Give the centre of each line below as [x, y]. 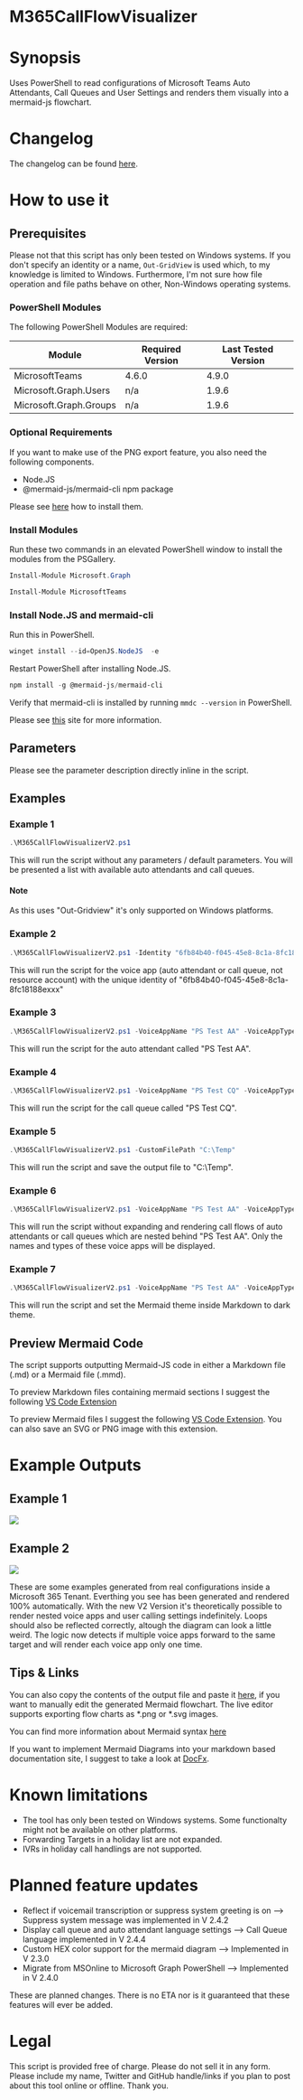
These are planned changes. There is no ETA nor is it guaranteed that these [150, 1995]
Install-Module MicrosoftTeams [68, 592]
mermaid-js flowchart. [50, 102]
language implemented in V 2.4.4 [84, 1939]
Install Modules [44, 530]
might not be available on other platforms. [100, 1829]
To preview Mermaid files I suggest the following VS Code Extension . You [146, 1420]
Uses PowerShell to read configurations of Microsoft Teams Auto [130, 83]
